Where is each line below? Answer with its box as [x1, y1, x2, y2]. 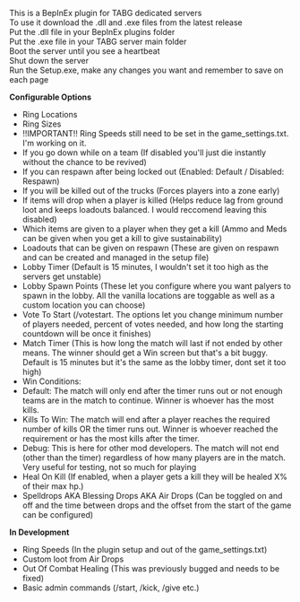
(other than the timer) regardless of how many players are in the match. [21, 452, 287, 463]
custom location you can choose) [21, 300, 146, 310]
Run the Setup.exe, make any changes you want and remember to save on [9, 65, 284, 75]
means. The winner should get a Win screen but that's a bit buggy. [21, 347, 269, 358]
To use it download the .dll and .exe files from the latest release [9, 17, 244, 28]
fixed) [21, 573, 45, 583]
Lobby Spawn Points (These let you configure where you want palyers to [21, 281, 291, 291]
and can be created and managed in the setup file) [21, 252, 210, 263]
